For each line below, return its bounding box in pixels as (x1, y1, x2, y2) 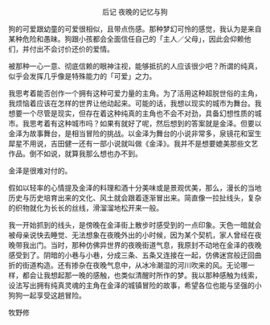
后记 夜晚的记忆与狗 (102, 7, 168, 16)
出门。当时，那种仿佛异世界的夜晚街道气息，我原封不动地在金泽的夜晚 (29, 241, 262, 249)
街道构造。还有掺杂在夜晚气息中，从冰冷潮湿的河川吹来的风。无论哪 (22, 261, 247, 269)
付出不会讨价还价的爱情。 (29, 44, 114, 54)
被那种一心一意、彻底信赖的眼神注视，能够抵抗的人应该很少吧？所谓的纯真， (8, 61, 262, 71)
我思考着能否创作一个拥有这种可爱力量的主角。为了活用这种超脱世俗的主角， (8, 88, 262, 98)
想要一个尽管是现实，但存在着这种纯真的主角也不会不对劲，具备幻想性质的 (8, 109, 255, 118)
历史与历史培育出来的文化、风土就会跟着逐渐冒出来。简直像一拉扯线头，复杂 (8, 193, 262, 203)
